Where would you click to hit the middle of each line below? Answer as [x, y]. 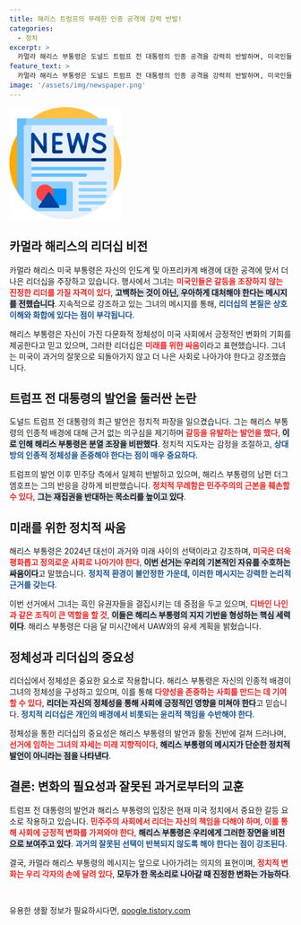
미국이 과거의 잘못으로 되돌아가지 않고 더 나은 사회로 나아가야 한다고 [137, 356]
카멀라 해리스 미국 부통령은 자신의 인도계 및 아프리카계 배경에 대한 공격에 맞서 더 [149, 270]
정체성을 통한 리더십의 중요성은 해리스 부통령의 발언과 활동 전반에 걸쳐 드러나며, [148, 733]
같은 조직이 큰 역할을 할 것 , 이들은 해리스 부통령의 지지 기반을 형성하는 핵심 [146, 615]
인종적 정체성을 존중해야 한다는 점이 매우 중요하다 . [112, 455]
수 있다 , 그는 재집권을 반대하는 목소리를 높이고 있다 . [98, 497]
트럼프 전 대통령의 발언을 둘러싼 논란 [103, 398]
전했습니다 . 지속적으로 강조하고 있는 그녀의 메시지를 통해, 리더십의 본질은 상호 [153, 303]
